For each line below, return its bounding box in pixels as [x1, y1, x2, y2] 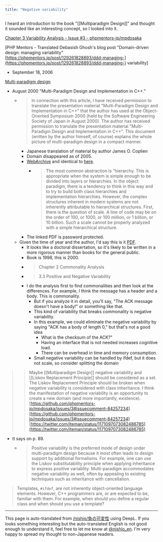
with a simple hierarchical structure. [46, 224, 118, 230]
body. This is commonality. [26, 293, 81, 299]
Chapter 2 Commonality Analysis [38, 264, 104, 270]
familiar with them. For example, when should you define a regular [16, 495, 149, 501]
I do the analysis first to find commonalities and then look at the [26, 282, 154, 289]
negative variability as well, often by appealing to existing [31, 471, 146, 476]
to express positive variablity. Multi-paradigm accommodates [31, 465, 154, 471]
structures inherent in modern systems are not [46, 198, 139, 204]
